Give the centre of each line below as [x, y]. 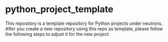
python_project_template [59, 9]
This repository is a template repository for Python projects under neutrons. [84, 23]
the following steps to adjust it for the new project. [58, 34]
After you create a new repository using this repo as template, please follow [84, 28]
